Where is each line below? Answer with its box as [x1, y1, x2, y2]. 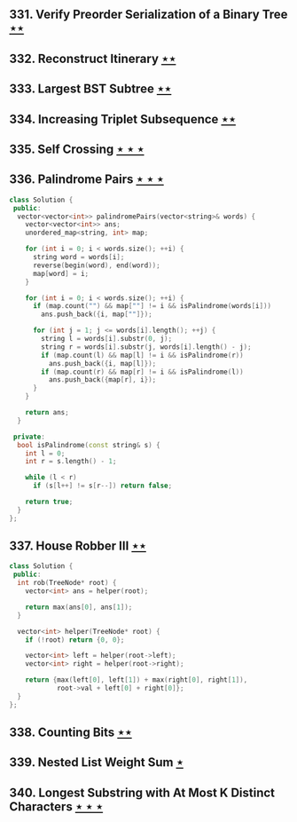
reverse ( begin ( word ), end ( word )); [32, 261, 161, 270]
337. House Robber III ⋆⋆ [9, 539, 146, 554]
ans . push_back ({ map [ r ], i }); [48, 375, 157, 384]
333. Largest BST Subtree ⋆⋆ [9, 82, 172, 97]
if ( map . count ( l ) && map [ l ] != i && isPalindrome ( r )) [41, 351, 244, 360]
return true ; [25, 497, 74, 507]
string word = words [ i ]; [32, 253, 125, 262]
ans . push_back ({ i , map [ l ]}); [48, 359, 157, 368]
